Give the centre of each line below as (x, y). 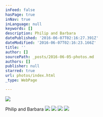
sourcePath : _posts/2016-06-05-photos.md (50, 57)
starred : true (20, 71)
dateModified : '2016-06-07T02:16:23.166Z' (51, 43)
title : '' (16, 47)
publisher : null (22, 66)
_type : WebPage (21, 80)
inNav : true (18, 19)
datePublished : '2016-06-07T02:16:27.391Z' (52, 38)
